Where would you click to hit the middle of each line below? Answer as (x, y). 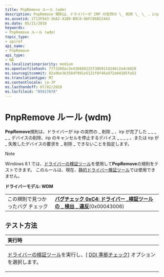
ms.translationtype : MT (29, 78)
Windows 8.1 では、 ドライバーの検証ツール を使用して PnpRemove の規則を (80, 164)
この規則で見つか (27, 199)
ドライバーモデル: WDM (29, 186)
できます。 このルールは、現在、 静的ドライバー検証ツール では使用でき (84, 170)
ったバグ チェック (28, 207)
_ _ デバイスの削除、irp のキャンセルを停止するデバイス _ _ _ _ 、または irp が (82, 138)
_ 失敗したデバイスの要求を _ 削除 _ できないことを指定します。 (69, 144)
